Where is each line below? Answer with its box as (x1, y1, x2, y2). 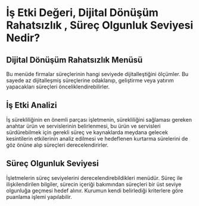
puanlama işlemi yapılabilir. (6, 193, 73, 200)
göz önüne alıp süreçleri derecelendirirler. (6, 141, 109, 148)
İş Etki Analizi (6, 100, 58, 110)
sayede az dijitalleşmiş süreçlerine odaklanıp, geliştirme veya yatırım (6, 77, 174, 84)
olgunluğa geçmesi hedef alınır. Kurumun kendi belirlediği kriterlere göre (6, 187, 184, 194)
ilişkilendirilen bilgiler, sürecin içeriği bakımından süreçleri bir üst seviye (6, 180, 182, 188)
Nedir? (6, 31, 41, 45)
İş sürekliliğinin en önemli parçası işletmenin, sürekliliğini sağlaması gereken (6, 116, 192, 123)
